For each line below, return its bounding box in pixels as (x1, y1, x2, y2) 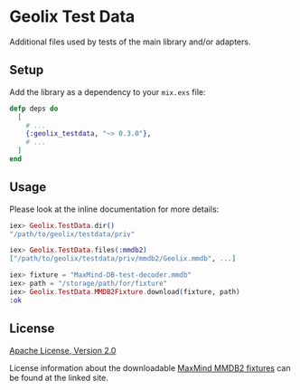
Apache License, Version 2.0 (9, 345, 117, 356)
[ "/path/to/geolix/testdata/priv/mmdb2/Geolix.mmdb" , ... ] (9, 254, 237, 263)
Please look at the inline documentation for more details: (9, 204, 220, 214)
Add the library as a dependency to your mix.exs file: (9, 86, 206, 97)
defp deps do (9, 104, 59, 113)
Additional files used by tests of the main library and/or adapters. (9, 36, 251, 47)
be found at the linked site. (9, 372, 108, 383)
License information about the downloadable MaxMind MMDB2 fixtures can (9, 362, 291, 373)
